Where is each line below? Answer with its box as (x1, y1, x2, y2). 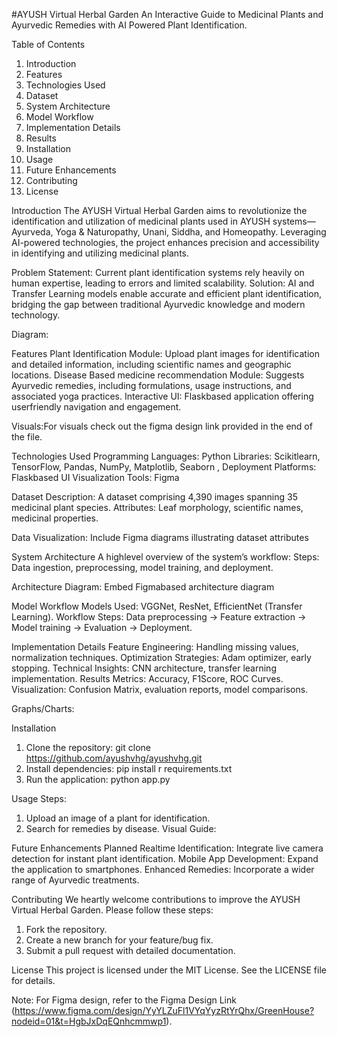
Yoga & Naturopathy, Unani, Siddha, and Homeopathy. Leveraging (55, 226, 327, 238)
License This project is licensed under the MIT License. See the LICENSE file (11, 964, 327, 976)
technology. (11, 309, 61, 321)
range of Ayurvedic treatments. (11, 874, 140, 886)
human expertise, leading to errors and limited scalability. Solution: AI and (11, 277, 315, 289)
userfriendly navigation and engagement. (11, 401, 182, 413)
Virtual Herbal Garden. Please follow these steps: (11, 904, 214, 916)
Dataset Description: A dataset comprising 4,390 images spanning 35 (11, 491, 298, 503)
